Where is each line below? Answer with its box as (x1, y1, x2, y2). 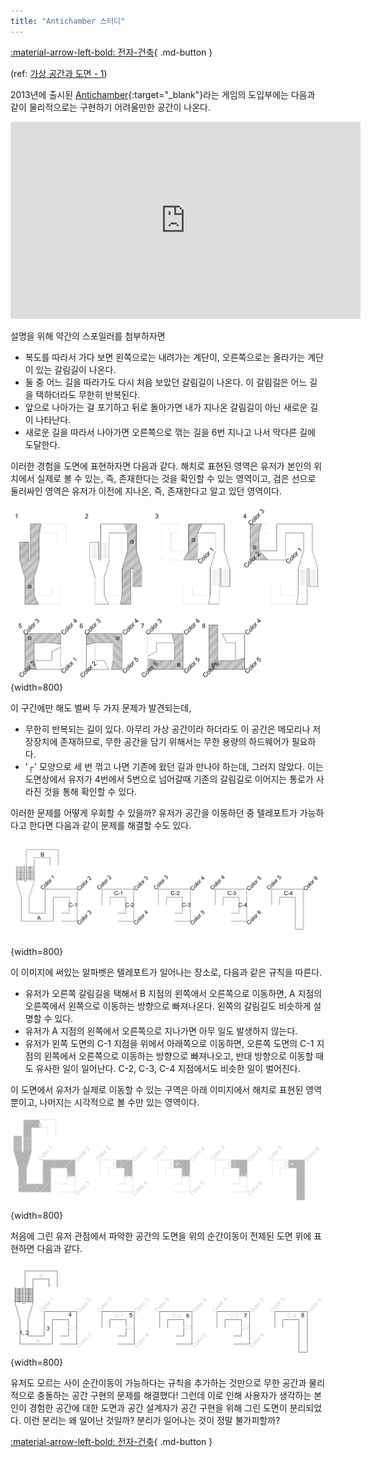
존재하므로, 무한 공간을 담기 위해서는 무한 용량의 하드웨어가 (59, 736, 290, 748)
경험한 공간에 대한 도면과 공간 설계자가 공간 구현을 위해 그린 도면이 (28, 1402, 288, 1414)
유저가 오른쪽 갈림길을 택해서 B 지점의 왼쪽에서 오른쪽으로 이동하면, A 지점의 (24, 987, 323, 999)
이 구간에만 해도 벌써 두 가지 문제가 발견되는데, (10, 702, 192, 714)
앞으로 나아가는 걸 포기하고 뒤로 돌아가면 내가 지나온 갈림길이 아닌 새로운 (24, 401, 308, 413)
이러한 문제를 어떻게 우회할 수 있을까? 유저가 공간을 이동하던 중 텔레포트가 (10, 807, 298, 819)
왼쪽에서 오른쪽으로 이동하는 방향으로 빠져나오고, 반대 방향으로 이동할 (43, 1050, 314, 1062)
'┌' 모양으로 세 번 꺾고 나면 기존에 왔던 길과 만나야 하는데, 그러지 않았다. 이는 (24, 761, 324, 773)
